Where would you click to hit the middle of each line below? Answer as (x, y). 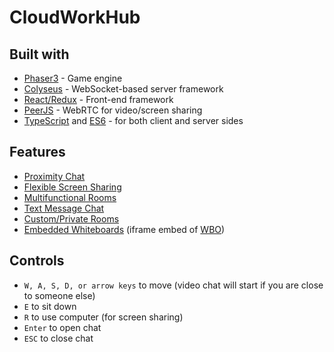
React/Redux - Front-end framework (98, 99)
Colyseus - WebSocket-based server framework (123, 89)
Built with (39, 54)
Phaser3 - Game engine (73, 78)
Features (37, 152)
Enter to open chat (62, 327)
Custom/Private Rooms (71, 218)
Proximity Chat (54, 176)
